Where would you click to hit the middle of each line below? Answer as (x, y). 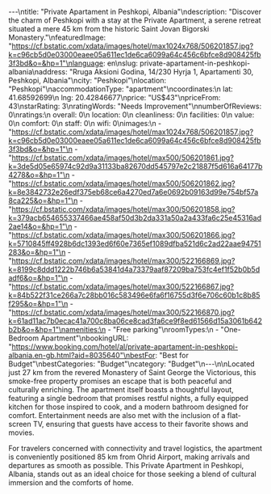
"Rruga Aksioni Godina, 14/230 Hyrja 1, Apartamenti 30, (161, 72)
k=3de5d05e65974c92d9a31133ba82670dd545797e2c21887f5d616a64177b (135, 166)
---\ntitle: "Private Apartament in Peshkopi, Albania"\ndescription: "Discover (135, 12)
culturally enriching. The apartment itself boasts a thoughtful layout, (121, 390)
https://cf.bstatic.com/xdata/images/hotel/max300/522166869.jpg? (123, 261)
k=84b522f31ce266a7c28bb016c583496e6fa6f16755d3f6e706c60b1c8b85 (134, 295)
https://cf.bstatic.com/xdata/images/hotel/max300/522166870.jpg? (123, 312)
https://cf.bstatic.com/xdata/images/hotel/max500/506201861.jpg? (123, 158)
